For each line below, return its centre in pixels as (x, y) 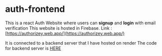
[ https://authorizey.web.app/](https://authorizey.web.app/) (65, 33)
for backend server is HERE (33, 48)
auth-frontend (35, 9)
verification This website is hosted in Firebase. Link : (59, 28)
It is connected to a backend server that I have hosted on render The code (81, 43)
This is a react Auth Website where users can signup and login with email (81, 23)
